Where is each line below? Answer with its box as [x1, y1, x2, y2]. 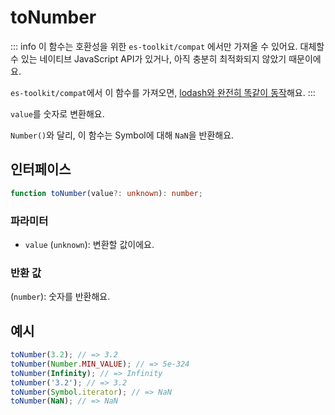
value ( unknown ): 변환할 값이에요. [24, 238, 155, 250]
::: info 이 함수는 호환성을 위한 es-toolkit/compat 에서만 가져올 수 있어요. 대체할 [10, 40, 325, 52]
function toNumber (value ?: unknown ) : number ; [10, 188, 203, 198]
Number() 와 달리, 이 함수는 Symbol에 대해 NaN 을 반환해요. [10, 129, 235, 141]
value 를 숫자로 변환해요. [10, 107, 105, 120]
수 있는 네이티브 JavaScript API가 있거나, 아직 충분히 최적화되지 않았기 [10, 52, 287, 65]
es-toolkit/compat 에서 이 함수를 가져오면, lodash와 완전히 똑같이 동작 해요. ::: [10, 86, 316, 98]
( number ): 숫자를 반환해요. [10, 291, 111, 303]
